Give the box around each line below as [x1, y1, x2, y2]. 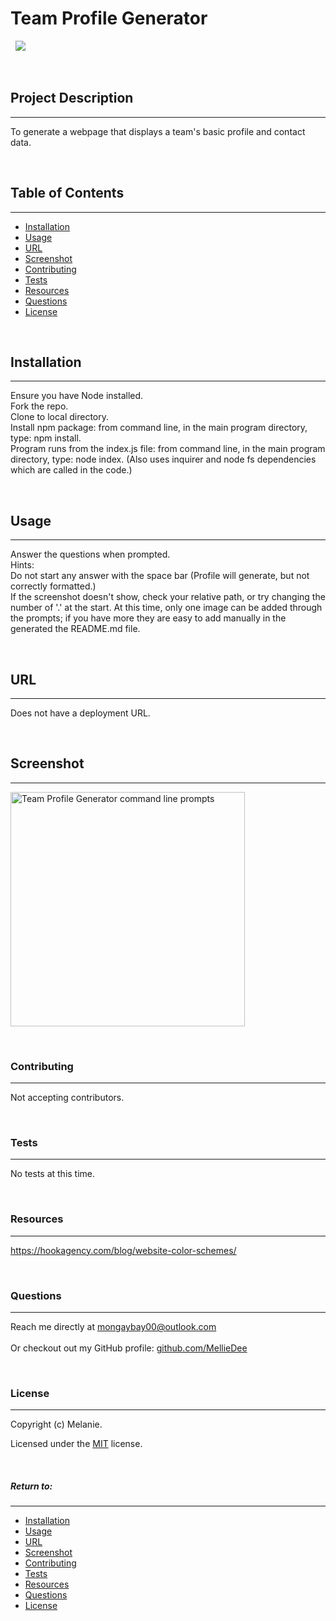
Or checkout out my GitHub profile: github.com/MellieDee [10, 1342, 248, 1354]
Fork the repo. [10, 400, 69, 412]
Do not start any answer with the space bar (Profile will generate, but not [10, 570, 310, 582]
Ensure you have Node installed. [10, 390, 144, 402]
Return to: [10, 1480, 53, 1492]
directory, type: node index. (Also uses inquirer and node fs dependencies [10, 453, 317, 466]
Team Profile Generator [10, 7, 208, 30]
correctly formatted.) [10, 580, 97, 592]
